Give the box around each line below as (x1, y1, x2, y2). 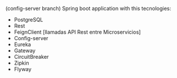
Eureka (13, 41, 32, 48)
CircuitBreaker (13, 54, 49, 60)
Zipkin (13, 59, 29, 66)
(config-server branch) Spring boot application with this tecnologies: (5, 5, 171, 12)
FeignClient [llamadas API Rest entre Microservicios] (13, 29, 141, 36)
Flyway (13, 66, 32, 72)
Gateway (13, 47, 36, 54)
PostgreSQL (13, 16, 43, 23)
